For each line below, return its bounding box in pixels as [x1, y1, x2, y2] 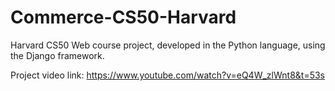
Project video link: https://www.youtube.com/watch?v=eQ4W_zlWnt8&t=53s [10, 69, 325, 81]
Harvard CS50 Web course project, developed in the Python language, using [10, 39, 326, 51]
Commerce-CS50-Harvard [10, 6, 237, 29]
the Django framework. [10, 49, 105, 61]
